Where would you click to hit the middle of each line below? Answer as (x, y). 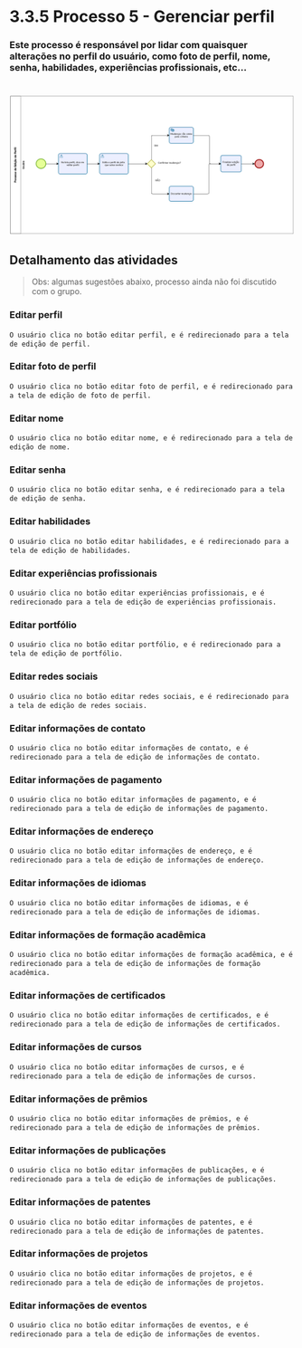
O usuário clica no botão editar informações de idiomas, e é (129, 903)
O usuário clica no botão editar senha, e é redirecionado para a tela (147, 490)
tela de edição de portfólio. (66, 654)
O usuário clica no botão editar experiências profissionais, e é (137, 593)
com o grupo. (57, 292)
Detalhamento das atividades (94, 260)
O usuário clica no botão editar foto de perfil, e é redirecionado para (151, 387)
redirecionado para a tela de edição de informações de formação (135, 964)
